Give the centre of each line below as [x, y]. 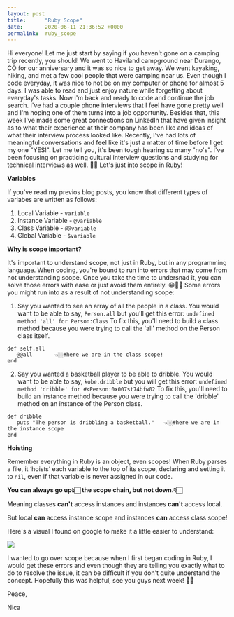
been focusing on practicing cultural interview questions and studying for [113, 158]
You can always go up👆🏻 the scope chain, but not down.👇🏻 [95, 490]
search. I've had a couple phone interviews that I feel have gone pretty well [115, 105]
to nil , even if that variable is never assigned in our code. [90, 477]
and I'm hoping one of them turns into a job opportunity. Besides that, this [114, 113]
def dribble [24, 417]
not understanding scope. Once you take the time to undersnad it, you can [114, 278]
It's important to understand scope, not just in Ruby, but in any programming [117, 263]
